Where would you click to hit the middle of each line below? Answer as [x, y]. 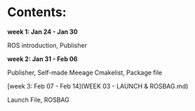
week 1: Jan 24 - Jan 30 [43, 32]
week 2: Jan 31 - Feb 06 [43, 59]
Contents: [37, 12]
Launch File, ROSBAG [39, 100]
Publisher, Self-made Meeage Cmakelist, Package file [85, 72]
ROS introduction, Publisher [47, 45]
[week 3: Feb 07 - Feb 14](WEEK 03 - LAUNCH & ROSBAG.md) [98, 86]
